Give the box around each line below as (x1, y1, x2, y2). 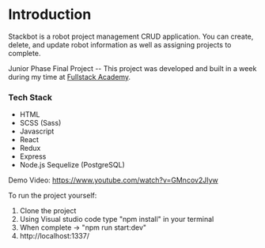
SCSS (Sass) (19, 118, 62, 128)
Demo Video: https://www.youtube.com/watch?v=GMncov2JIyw (8, 175, 219, 185)
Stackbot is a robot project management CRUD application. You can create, (8, 32, 254, 41)
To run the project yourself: (8, 191, 97, 201)
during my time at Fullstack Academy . (8, 72, 131, 81)
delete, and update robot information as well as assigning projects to (8, 39, 232, 49)
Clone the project (19, 206, 77, 216)
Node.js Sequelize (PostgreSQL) (19, 160, 125, 170)
